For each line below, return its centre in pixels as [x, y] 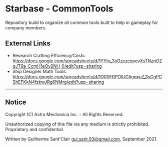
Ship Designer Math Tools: [40, 71]
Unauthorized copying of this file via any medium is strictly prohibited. [77, 124]
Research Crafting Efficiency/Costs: [49, 55]
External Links [28, 44]
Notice [16, 102]
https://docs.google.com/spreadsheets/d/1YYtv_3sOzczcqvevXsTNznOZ [87, 61]
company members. [26, 27]
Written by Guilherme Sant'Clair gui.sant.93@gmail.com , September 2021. [81, 139]
